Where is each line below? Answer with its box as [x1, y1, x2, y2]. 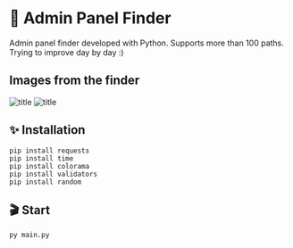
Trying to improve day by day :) [9, 46, 124, 57]
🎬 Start [9, 203, 51, 218]
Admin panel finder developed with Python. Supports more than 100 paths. [9, 37, 284, 48]
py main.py [9, 231, 50, 240]
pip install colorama [9, 161, 90, 170]
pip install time [9, 153, 74, 163]
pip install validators [9, 169, 98, 178]
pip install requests [9, 146, 90, 155]
